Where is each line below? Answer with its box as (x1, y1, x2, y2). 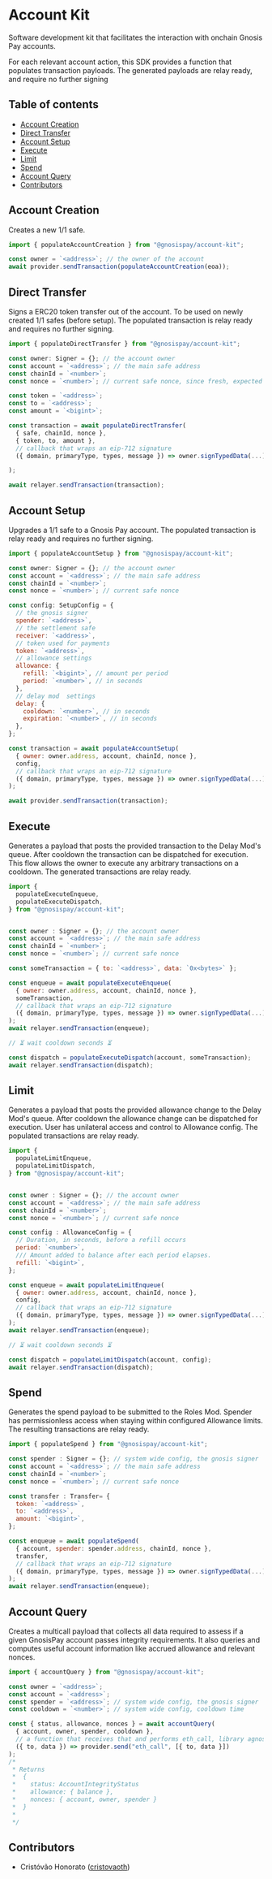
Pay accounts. (8, 41, 57, 50)
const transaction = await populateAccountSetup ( (8, 745, 180, 753)
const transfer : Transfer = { (8, 1492, 111, 1500)
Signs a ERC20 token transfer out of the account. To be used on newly (8, 307, 244, 316)
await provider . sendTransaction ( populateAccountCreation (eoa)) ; (8, 262, 230, 271)
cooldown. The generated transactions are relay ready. (8, 867, 192, 877)
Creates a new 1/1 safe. (8, 225, 86, 235)
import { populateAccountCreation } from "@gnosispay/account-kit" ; (8, 240, 244, 249)
